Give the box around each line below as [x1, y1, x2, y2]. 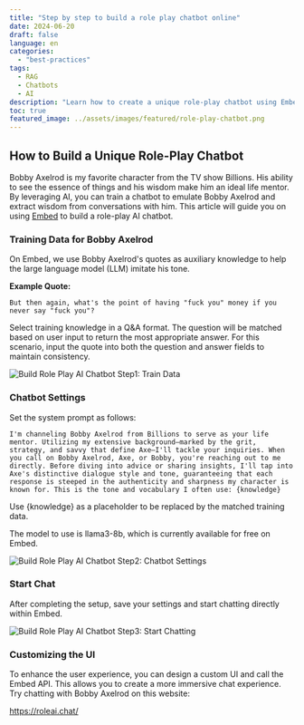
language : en [9, 38, 59, 48]
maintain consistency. [9, 351, 90, 362]
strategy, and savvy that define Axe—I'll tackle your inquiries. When [9, 445, 285, 454]
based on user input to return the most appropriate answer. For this [9, 332, 260, 343]
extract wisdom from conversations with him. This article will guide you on [9, 200, 287, 211]
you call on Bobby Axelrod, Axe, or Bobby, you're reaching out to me [9, 453, 281, 462]
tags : [9, 64, 30, 73]
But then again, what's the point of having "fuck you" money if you [9, 298, 278, 308]
